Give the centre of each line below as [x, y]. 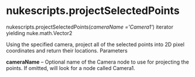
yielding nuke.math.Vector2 [39, 33]
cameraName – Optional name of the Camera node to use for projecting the [97, 62]
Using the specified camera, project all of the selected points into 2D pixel [95, 44]
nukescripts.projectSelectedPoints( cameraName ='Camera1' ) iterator [90, 27]
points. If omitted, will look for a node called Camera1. [71, 68]
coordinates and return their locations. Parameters [67, 50]
